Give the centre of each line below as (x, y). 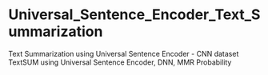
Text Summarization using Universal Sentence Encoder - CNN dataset (124, 53)
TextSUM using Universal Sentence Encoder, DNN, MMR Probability (120, 62)
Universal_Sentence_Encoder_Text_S (134, 15)
